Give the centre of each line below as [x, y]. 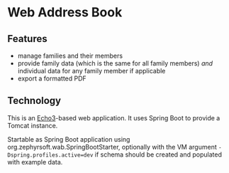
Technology [34, 101]
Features [27, 39]
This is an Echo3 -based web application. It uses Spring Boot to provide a [114, 117]
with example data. [35, 162]
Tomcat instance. [33, 125]
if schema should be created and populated [158, 154]
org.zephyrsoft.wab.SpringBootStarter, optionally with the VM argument [112, 147]
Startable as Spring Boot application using [69, 139]
